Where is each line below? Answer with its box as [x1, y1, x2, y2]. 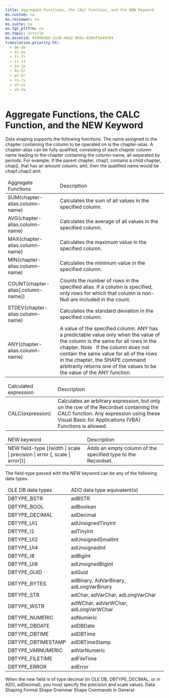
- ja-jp [10, 64, 26, 69]
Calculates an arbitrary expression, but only [57, 398, 161, 405]
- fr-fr [10, 54, 26, 59]
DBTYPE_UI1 [8, 520, 38, 527]
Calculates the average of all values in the [59, 218, 158, 225]
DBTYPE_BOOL [8, 503, 44, 511]
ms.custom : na [5, 12, 35, 17]
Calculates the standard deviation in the [59, 307, 153, 314]
